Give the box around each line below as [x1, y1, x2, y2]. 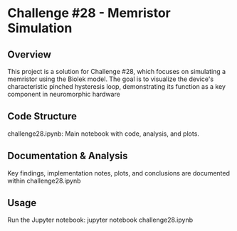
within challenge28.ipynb [7, 176, 81, 185]
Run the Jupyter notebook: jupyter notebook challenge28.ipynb [7, 215, 194, 225]
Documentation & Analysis [7, 150, 128, 162]
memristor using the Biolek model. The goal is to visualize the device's [7, 75, 214, 83]
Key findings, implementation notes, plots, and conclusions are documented [7, 168, 230, 177]
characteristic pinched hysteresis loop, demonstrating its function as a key [7, 82, 226, 90]
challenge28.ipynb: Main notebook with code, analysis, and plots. [7, 129, 199, 138]
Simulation [7, 20, 73, 36]
